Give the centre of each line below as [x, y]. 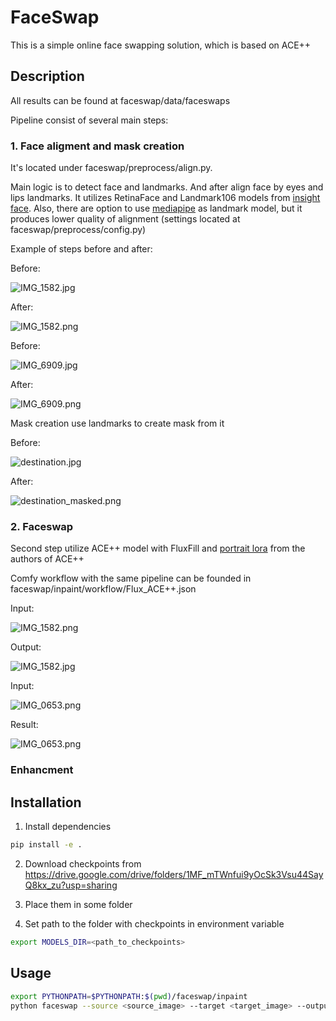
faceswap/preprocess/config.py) [78, 230]
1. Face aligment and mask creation [97, 146]
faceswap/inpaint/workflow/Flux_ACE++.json [103, 589]
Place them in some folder [78, 904]
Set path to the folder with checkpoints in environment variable [154, 923]
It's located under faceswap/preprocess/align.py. [111, 168]
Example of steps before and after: [81, 249]
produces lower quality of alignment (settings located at [125, 219]
